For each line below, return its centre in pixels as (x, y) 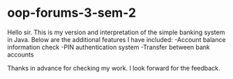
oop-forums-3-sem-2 (72, 13)
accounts (21, 55)
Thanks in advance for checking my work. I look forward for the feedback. (114, 68)
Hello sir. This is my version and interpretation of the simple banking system (116, 32)
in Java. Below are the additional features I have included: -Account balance (116, 39)
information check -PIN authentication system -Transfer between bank (109, 47)
